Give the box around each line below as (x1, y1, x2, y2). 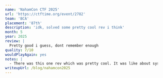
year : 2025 (5, 34, 27, 39)
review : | (5, 39, 25, 44)
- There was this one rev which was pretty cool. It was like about (9, 61, 151, 66)
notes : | (5, 57, 23, 62)
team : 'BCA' (5, 16, 29, 21)
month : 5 (5, 30, 23, 34)
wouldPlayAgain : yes (5, 52, 47, 57)
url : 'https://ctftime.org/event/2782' (5, 12, 86, 16)
